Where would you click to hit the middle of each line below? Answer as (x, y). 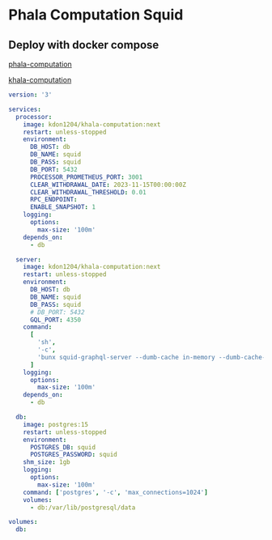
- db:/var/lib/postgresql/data (83, 508)
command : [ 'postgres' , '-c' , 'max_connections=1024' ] (115, 492)
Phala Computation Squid (96, 15)
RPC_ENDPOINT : (54, 200)
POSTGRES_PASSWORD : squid (73, 455)
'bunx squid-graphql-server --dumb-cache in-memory (127, 357)
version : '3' (30, 95)
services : (25, 109)
